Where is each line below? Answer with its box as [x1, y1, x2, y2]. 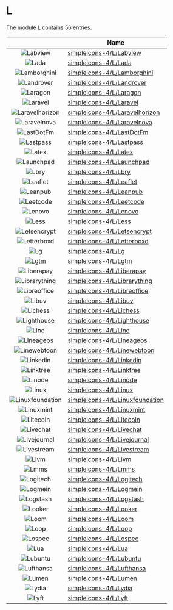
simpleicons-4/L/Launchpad [67, 157, 150, 166]
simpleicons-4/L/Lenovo [67, 207, 139, 215]
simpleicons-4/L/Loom [67, 514, 134, 523]
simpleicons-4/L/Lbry [67, 167, 131, 176]
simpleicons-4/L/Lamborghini [67, 68, 154, 77]
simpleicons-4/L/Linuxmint [67, 405, 146, 414]
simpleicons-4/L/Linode [67, 376, 138, 384]
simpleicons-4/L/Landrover [67, 78, 147, 87]
